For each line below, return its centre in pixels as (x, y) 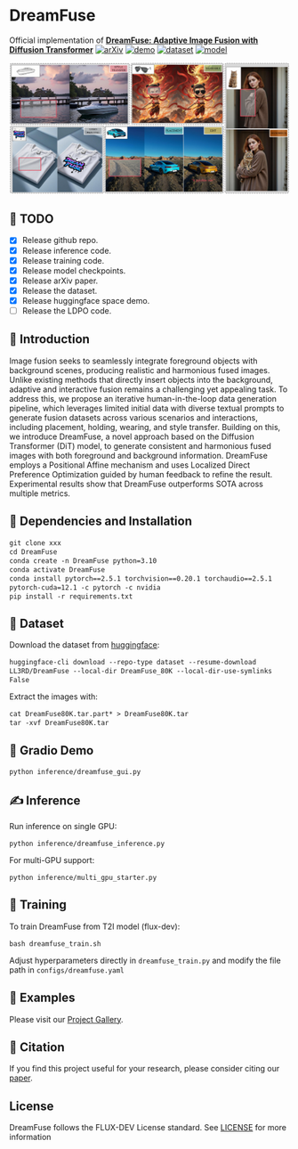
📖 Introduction (50, 339)
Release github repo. (60, 240)
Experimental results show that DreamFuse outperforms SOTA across (137, 484)
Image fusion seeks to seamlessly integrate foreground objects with (133, 361)
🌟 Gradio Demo (52, 750)
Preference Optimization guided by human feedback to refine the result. (141, 474)
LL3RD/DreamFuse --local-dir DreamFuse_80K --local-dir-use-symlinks (141, 672)
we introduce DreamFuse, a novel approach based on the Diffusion (132, 436)
